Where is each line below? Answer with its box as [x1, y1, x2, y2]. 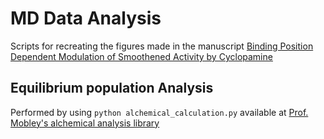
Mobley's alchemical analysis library [10, 117, 160, 129]
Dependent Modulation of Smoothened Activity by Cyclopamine [10, 50, 273, 62]
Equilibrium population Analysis [10, 80, 214, 97]
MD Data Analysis [10, 7, 162, 30]
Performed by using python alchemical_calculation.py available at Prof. [10, 106, 309, 118]
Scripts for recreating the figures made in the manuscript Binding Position [10, 40, 314, 52]
